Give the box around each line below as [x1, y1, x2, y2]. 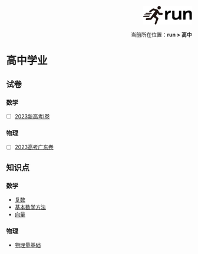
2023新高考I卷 [14, 113, 50, 120]
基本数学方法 [14, 203, 46, 210]
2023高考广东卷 [14, 144, 54, 151]
